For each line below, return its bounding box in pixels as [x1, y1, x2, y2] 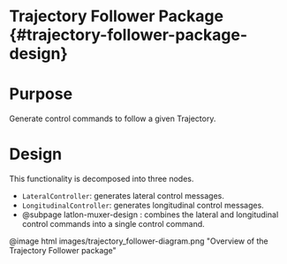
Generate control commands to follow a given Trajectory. [9, 113, 216, 124]
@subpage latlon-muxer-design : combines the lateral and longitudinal [21, 209, 279, 220]
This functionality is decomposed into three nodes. [9, 174, 194, 185]
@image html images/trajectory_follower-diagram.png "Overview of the [9, 236, 268, 246]
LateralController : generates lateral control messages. [21, 191, 225, 201]
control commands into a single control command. [21, 219, 205, 230]
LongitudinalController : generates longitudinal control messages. [21, 200, 265, 211]
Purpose [9, 84, 73, 104]
